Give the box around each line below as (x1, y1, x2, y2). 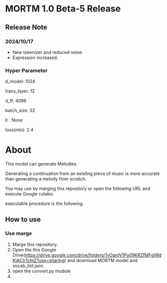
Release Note (5, 23, 47, 31)
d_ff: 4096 (5, 98, 26, 104)
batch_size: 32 (5, 107, 35, 113)
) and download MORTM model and (64, 257, 138, 263)
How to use (5, 215, 41, 223)
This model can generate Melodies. (5, 161, 78, 167)
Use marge (5, 230, 32, 237)
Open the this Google (12, 246, 56, 252)
